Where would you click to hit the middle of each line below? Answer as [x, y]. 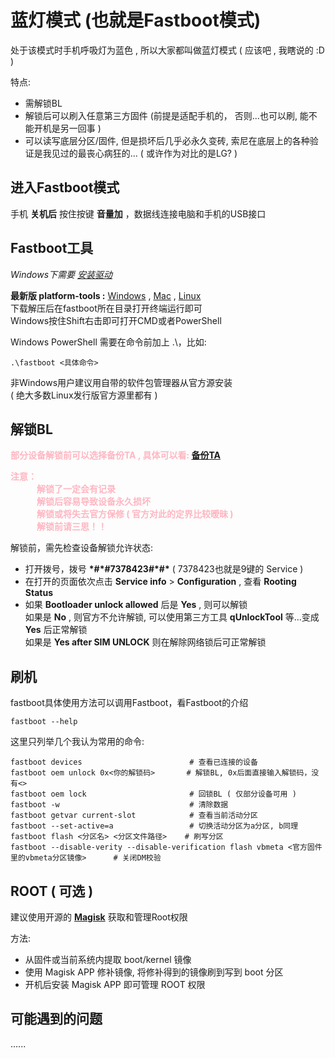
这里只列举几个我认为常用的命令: [77, 742]
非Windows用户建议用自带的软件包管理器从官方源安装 [121, 382]
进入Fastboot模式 [65, 187]
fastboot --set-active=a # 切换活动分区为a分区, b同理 [154, 826]
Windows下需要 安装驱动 [61, 274]
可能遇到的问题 [56, 1019]
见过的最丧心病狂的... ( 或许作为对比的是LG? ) [144, 153]
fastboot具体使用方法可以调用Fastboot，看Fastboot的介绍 [129, 703]
